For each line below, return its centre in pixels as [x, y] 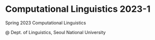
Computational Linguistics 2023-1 [78, 9]
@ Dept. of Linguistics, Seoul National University [55, 32]
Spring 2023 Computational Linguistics [46, 23]
